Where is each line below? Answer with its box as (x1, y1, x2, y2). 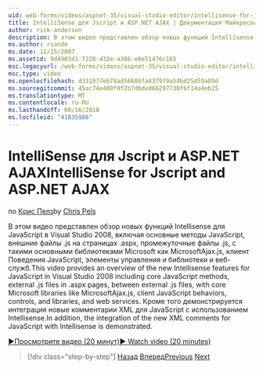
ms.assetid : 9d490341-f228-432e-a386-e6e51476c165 (8, 56, 177, 63)
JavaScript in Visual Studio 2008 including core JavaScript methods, (8, 271, 230, 280)
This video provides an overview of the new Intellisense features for (31, 263, 250, 273)
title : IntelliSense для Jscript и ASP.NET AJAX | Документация (8, 19, 222, 27)
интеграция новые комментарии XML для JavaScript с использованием (8, 305, 249, 314)
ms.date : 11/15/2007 (8, 48, 76, 56)
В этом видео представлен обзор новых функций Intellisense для (8, 221, 225, 231)
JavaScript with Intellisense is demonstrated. (8, 321, 153, 331)
